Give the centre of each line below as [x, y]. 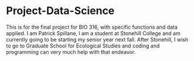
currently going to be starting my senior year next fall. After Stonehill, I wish [97, 39]
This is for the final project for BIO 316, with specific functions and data [92, 27]
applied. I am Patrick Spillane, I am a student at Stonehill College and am [93, 33]
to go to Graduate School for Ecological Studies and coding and [83, 46]
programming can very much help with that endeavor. [71, 52]
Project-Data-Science [60, 11]
